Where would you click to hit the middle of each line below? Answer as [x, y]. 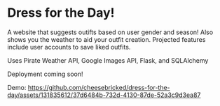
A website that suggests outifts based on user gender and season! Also [110, 32]
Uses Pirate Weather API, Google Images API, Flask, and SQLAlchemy [108, 60]
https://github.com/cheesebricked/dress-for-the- [99, 87]
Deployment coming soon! [45, 74]
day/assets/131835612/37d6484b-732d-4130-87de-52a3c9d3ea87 [104, 95]
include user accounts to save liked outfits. [69, 47]
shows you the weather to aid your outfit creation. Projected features [106, 39]
